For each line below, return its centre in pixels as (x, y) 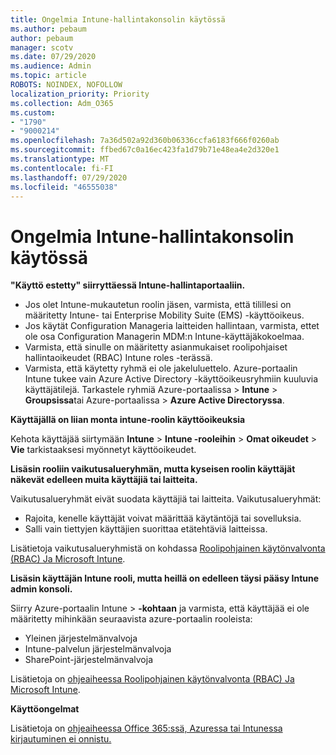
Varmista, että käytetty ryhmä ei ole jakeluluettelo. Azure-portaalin (161, 368)
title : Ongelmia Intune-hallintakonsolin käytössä (118, 19)
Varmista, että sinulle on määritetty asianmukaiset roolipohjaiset (156, 347)
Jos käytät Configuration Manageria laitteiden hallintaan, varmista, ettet (172, 326)
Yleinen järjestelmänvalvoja (81, 638)
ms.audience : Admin (51, 66)
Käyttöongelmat (45, 709)
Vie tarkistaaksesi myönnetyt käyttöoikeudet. (103, 450)
